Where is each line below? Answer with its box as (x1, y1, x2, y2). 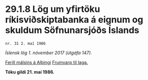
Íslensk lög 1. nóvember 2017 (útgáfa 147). (5, 50, 92, 56)
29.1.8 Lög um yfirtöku (5, 3, 100, 15)
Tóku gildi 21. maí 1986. (5, 69, 55, 75)
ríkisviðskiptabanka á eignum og (5, 14, 143, 25)
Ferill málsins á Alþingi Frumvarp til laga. (5, 59, 88, 65)
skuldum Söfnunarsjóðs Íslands (5, 25, 139, 36)
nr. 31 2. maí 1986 (5, 41, 46, 46)
